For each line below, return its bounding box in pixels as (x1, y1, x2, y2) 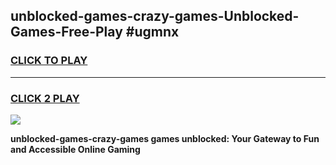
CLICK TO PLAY (10, 54, 88, 68)
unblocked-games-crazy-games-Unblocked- (10, 8, 300, 25)
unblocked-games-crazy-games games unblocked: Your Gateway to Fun (10, 132, 320, 144)
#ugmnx (125, 24, 180, 41)
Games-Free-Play (10, 24, 123, 41)
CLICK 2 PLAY (10, 91, 80, 105)
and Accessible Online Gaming (10, 143, 141, 155)
